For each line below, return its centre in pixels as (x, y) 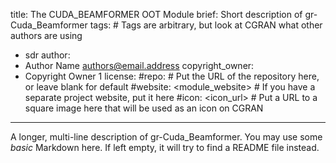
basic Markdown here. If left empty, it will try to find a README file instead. (165, 147)
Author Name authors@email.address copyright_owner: (139, 65)
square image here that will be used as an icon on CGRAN (144, 108)
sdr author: (47, 55)
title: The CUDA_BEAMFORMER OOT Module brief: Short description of (156, 14)
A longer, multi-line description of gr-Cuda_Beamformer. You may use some (166, 137)
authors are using (46, 35)
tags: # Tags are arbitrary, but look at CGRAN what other (206, 25)
